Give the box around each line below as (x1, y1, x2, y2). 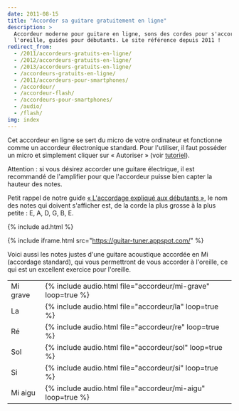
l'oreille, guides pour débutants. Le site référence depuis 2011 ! (14, 37, 221, 44)
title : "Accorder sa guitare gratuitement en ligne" (7, 17, 167, 24)
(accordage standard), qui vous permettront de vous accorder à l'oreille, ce (7, 257, 228, 266)
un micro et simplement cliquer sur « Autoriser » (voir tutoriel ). (7, 151, 190, 159)
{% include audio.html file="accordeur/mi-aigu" (45, 383, 206, 393)
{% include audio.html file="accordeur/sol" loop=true (45, 342, 223, 352)
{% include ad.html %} (7, 222, 74, 231)
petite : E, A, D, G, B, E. (7, 208, 74, 217)
